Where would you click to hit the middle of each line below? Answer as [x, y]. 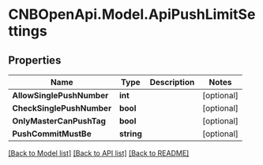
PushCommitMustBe [52, 134]
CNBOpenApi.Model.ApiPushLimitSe [132, 15]
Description [172, 82]
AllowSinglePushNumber [60, 95]
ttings [28, 31]
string [130, 134]
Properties [35, 60]
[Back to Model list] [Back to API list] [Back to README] [99, 153]
